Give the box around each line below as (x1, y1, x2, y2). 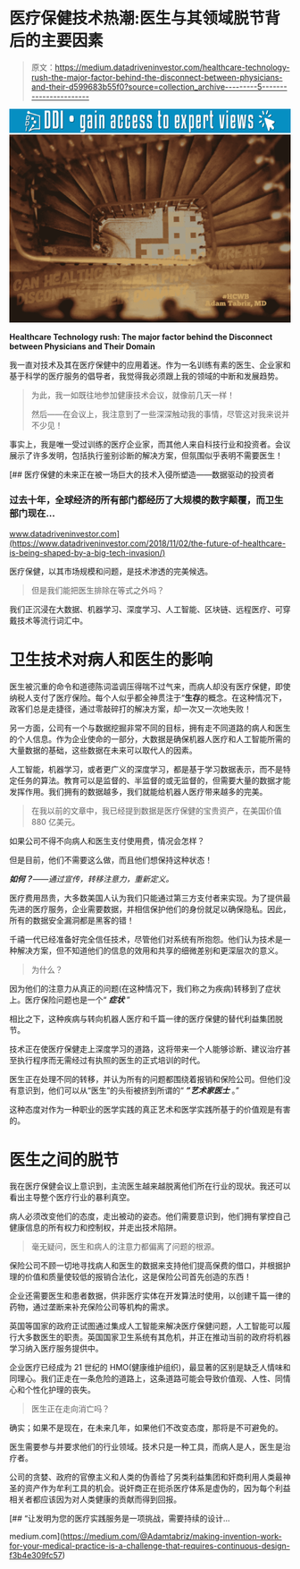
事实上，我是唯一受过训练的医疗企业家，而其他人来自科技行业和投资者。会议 (9, 439, 291, 450)
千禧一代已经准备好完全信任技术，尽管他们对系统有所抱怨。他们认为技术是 (9, 934, 283, 944)
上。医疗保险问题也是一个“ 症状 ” (9, 994, 131, 1005)
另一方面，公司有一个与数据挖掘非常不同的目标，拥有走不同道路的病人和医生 (9, 722, 291, 733)
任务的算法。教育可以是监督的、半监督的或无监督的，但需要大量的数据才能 (16, 775, 291, 786)
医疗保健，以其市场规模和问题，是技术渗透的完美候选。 (9, 566, 212, 576)
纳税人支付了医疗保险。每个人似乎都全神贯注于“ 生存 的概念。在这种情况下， (9, 692, 287, 703)
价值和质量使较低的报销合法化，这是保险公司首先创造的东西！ (24, 1272, 252, 1283)
